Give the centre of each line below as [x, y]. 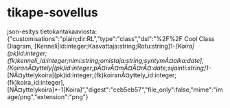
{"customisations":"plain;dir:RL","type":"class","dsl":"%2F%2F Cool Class [111, 38]
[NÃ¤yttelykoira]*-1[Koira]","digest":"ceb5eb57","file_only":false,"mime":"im [115, 90]
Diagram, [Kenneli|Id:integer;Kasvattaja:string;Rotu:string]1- [91, 46]
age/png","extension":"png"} [48, 96]
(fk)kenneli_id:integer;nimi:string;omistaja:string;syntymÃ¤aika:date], [105, 60]
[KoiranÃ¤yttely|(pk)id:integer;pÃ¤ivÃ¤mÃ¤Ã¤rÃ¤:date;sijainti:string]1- [109, 68]
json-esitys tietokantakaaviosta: [52, 31]
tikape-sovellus [53, 13]
